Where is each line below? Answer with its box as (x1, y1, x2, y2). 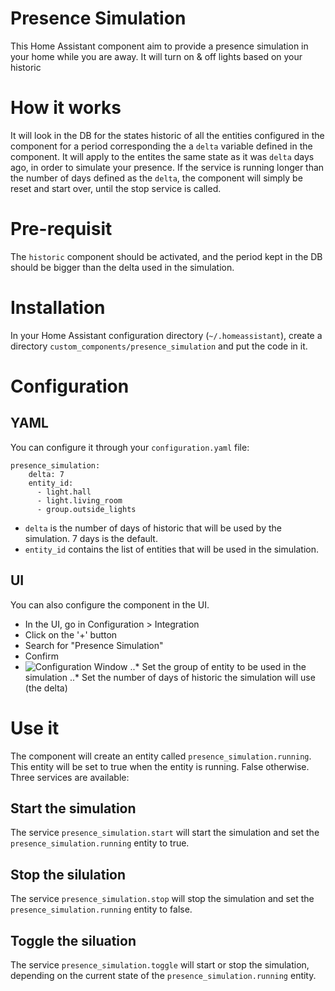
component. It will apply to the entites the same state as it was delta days (10, 150, 315, 162)
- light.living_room (36, 495, 123, 506)
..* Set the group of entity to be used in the (129, 660, 307, 672)
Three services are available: (10, 771, 130, 783)
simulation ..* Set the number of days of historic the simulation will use (24, 671, 316, 683)
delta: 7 (28, 469, 65, 479)
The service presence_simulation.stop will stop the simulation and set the (10, 893, 315, 905)
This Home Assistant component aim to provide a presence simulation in (10, 40, 309, 52)
